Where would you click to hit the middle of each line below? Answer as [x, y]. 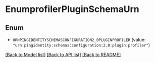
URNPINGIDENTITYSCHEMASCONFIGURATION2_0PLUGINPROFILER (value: [79, 39]
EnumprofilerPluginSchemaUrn [72, 9]
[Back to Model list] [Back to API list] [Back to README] [63, 54]
